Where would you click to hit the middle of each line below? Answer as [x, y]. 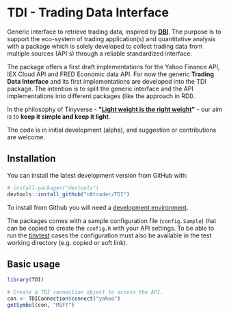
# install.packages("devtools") [53, 188]
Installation [31, 159]
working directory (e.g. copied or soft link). [67, 242]
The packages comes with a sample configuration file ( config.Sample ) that [112, 220]
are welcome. [26, 137]
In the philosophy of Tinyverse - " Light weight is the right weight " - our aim [115, 109]
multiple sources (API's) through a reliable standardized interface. [100, 54]
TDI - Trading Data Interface [88, 13]
